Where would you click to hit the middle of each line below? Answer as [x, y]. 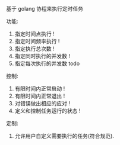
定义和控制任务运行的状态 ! [48, 111]
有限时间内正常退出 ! [40, 96]
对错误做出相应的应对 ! [42, 103]
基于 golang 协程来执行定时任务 [45, 9]
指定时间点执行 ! [34, 34]
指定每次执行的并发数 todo [47, 63]
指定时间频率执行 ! [37, 41]
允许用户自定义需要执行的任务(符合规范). [64, 136]
